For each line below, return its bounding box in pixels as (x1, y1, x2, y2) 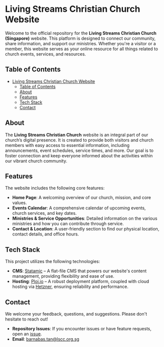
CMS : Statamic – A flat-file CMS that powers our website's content (12, 268, 147, 274)
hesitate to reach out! (5, 316, 48, 322)
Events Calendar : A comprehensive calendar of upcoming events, (12, 205, 146, 211)
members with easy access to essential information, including (5, 142, 130, 148)
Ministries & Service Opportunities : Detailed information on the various (12, 215, 158, 222)
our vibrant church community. (5, 158, 68, 164)
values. (12, 200, 27, 206)
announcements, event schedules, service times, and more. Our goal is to (5, 147, 154, 153)
